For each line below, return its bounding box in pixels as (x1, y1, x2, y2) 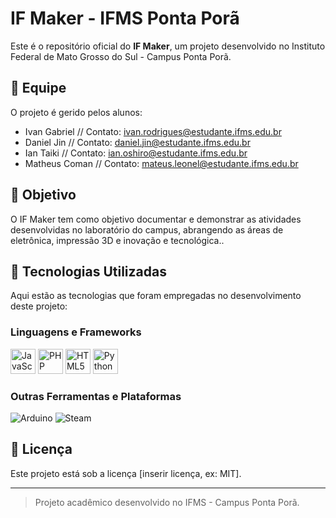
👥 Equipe (10, 80, 67, 97)
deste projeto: (10, 300, 68, 312)
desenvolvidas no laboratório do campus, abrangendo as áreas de (10, 223, 284, 236)
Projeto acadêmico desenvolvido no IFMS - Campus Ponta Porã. (34, 496, 300, 508)
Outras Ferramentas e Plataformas (10, 389, 182, 403)
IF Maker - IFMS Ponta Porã (10, 7, 240, 30)
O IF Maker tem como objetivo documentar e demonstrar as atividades (10, 213, 302, 225)
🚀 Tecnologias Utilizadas (10, 263, 167, 280)
